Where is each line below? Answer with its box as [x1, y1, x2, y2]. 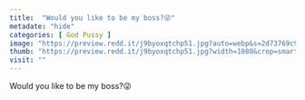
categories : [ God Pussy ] [9, 30, 112, 39]
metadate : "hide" [9, 22, 75, 31]
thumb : [9, 47, 34, 56]
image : [9, 38, 34, 48]
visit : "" [9, 55, 47, 65]
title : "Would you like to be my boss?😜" [9, 13, 175, 23]
